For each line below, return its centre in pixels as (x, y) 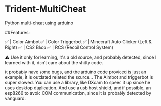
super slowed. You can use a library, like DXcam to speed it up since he (78, 82)
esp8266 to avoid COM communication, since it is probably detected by (78, 93)
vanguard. (16, 98)
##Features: (18, 32)
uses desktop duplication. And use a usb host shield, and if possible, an (78, 88)
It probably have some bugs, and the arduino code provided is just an (76, 72)
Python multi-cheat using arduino (39, 23)
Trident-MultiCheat (46, 9)
